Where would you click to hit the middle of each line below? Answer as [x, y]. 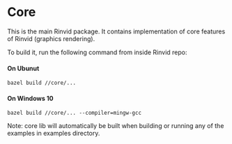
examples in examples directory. [54, 134]
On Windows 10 [30, 98]
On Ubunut [23, 68]
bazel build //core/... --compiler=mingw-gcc [74, 113]
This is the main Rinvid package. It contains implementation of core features [116, 31]
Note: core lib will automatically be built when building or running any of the [116, 126]
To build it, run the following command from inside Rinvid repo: [97, 52]
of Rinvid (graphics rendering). [51, 38]
